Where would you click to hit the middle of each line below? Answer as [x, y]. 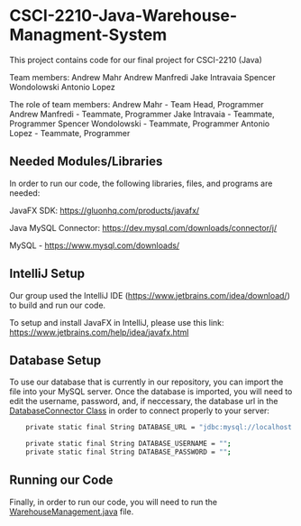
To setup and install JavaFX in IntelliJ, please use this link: [117, 322]
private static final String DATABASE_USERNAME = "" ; [128, 444]
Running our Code [61, 480]
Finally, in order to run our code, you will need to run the [114, 502]
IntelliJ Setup [47, 274]
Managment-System [88, 35]
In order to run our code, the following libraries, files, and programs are [141, 183]
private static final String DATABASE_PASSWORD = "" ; [128, 452]
